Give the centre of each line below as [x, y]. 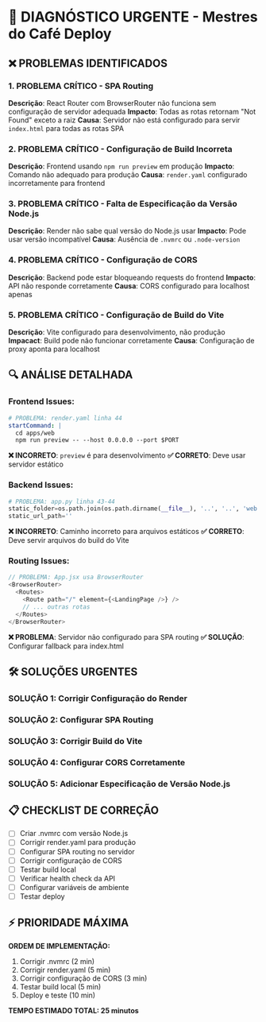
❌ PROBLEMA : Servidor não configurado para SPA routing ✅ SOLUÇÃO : [126, 637]
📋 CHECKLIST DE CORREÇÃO [83, 810]
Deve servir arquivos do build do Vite [69, 540]
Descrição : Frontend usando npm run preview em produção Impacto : [121, 166]
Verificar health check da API [67, 878]
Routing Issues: [39, 561]
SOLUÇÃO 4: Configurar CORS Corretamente [96, 762]
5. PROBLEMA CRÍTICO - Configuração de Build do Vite [116, 315]
